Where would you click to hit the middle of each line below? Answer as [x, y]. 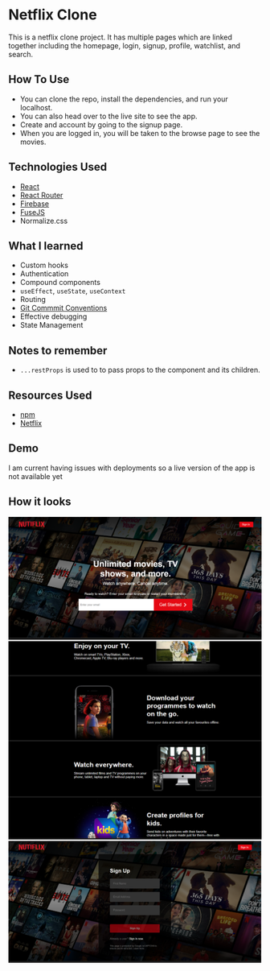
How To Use [39, 79]
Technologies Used [57, 167]
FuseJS [33, 212]
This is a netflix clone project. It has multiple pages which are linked [121, 37]
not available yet [35, 476]
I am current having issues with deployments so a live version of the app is [132, 468]
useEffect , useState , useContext [73, 291]
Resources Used [50, 395]
